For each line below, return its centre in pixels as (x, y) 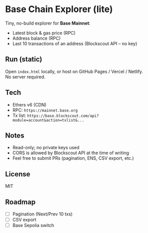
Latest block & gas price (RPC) (44, 33)
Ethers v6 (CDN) (29, 104)
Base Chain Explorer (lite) (59, 9)
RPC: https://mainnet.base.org (45, 110)
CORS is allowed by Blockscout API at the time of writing (70, 153)
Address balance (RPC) (36, 38)
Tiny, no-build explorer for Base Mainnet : (48, 23)
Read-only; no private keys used (46, 148)
